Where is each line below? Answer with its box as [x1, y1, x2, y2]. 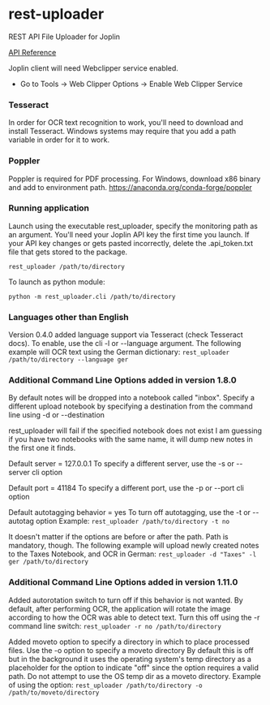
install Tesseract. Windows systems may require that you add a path [8, 127, 237, 136]
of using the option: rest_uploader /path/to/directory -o [8, 680, 203, 690]
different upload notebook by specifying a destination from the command [8, 401, 253, 411]
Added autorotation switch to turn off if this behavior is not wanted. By [8, 595, 243, 605]
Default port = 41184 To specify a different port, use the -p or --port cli [8, 483, 245, 493]
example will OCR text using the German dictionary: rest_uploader [8, 347, 229, 357]
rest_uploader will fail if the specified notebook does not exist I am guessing [8, 426, 262, 435]
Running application [8, 202, 90, 214]
